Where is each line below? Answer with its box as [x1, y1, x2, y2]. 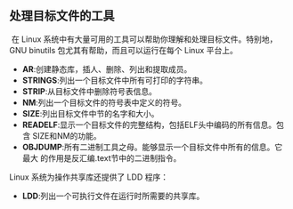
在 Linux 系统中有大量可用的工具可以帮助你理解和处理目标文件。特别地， [11, 34, 278, 44]
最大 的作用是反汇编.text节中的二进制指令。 [21, 152, 182, 163]
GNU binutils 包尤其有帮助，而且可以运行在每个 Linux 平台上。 [9, 44, 238, 55]
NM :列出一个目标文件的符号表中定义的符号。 [21, 97, 187, 108]
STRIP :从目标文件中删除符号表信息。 [21, 85, 158, 96]
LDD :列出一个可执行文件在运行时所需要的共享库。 [21, 190, 205, 201]
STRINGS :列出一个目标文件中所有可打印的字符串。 [21, 75, 208, 85]
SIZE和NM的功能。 [32, 130, 102, 141]
